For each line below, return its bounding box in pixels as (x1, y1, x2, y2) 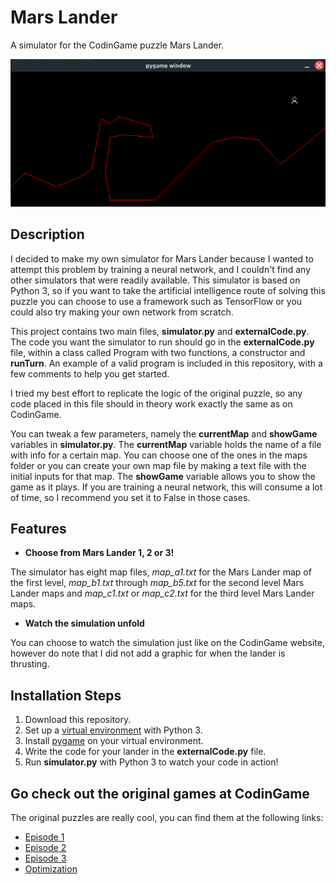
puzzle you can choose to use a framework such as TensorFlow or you (10, 295, 303, 307)
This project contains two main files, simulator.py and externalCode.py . (10, 325, 310, 337)
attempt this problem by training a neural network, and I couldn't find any (10, 263, 312, 275)
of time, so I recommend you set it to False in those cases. (10, 491, 251, 503)
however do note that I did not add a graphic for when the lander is (10, 647, 286, 660)
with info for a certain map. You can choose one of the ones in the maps (10, 449, 308, 461)
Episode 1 (24, 831, 65, 843)
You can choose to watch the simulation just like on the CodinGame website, (10, 637, 325, 649)
